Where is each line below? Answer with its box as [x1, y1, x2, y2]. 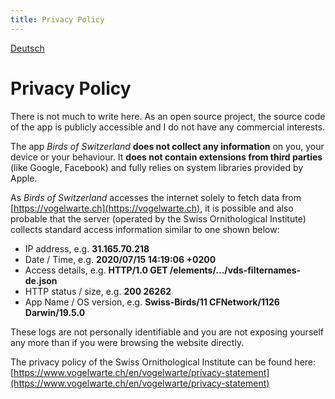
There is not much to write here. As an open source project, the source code [10, 110, 326, 122]
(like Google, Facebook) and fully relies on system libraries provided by [10, 161, 304, 173]
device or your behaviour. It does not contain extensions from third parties [10, 151, 323, 163]
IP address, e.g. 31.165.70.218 [24, 242, 150, 255]
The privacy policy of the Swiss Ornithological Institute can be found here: [10, 356, 317, 368]
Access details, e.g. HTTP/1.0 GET [24, 264, 168, 276]
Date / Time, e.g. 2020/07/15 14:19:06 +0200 [24, 253, 217, 265]
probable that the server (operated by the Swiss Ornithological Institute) [10, 212, 307, 225]
